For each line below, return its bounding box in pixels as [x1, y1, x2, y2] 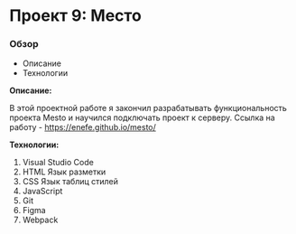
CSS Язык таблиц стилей [22, 176, 119, 187]
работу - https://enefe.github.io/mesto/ [9, 122, 156, 133]
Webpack [22, 214, 59, 226]
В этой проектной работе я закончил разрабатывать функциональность [9, 103, 287, 114]
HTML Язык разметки [22, 166, 106, 177]
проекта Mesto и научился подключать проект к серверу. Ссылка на [9, 112, 275, 123]
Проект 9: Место [9, 5, 142, 26]
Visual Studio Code [22, 157, 95, 168]
